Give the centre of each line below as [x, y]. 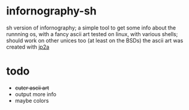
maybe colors [32, 100]
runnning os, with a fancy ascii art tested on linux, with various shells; [92, 34]
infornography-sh [52, 11]
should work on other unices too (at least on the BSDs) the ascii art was [95, 40]
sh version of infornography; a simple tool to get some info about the [91, 28]
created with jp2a [28, 47]
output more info [36, 94]
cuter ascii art [32, 88]
